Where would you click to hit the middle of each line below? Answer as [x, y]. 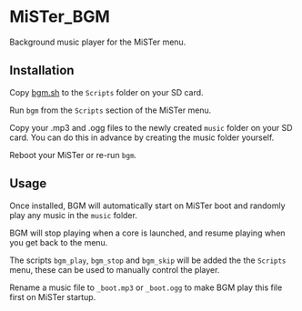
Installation [42, 70]
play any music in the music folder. [74, 215]
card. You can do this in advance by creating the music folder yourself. [142, 137]
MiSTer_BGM [60, 17]
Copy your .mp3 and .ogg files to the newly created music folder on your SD [151, 127]
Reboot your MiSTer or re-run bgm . [73, 155]
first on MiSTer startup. [53, 296]
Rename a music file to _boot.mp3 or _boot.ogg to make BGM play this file [146, 287]
